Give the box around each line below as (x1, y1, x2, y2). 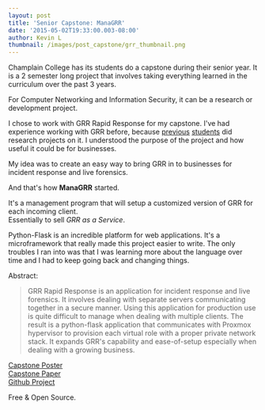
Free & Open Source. (8, 393, 77, 402)
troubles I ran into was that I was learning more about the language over (8, 247, 243, 257)
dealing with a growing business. (27, 345, 135, 355)
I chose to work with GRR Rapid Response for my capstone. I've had (8, 119, 230, 128)
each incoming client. (8, 207, 78, 216)
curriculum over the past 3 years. (8, 80, 117, 89)
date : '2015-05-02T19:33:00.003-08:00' (8, 26, 140, 34)
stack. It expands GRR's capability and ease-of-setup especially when (27, 337, 257, 347)
